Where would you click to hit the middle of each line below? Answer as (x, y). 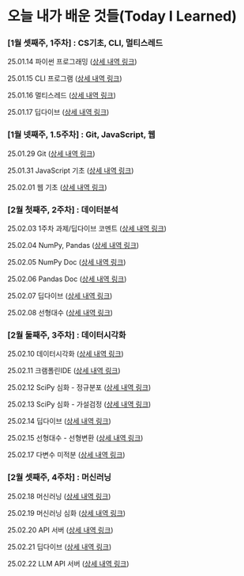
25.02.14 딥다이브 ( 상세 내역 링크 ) (59, 422)
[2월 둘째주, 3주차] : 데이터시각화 (67, 335)
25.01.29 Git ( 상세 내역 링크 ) (51, 153)
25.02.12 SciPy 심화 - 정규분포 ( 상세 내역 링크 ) (79, 387)
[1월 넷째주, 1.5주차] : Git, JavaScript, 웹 (81, 135)
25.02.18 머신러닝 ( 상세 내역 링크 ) (59, 496)
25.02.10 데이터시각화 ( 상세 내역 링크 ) (66, 354)
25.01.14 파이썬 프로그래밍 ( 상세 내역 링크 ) (72, 62)
